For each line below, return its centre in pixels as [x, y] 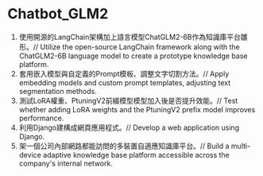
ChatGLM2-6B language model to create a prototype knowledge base [133, 56]
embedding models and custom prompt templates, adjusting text [125, 82]
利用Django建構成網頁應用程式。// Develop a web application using [129, 127]
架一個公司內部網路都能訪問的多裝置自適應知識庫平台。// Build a [124, 146]
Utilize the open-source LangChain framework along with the [140, 47]
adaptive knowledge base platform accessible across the [136, 154]
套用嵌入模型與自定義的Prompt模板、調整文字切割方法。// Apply [124, 73]
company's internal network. [66, 163]
